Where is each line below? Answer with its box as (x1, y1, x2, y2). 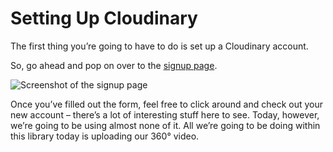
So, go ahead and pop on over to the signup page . (10, 59, 218, 71)
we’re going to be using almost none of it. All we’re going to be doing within (10, 119, 321, 131)
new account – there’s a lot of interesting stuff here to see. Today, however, (10, 108, 320, 121)
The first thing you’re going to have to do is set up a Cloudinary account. (10, 40, 309, 52)
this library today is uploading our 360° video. (10, 130, 200, 142)
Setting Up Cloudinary (10, 7, 198, 30)
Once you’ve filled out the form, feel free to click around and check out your (10, 98, 324, 110)
